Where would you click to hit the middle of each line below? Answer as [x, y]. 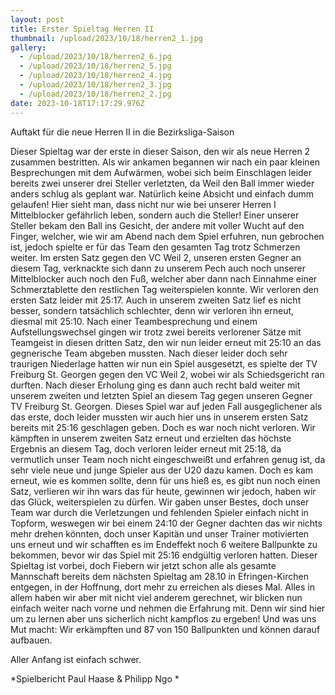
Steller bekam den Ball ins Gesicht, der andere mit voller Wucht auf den [157, 225]
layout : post [37, 19]
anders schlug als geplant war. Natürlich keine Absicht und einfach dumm [162, 193]
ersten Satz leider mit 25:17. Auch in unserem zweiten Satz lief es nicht [156, 300]
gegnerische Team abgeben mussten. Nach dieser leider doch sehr [149, 353]
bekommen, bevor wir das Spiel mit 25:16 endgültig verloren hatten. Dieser [164, 555]
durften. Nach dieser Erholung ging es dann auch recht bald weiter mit [155, 385]
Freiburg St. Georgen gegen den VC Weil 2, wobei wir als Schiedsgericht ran [167, 374]
